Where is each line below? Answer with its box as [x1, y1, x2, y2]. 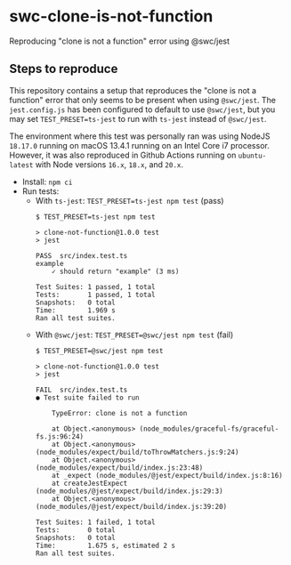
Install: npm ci [21, 176, 73, 187]
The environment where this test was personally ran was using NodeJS [9, 131, 271, 141]
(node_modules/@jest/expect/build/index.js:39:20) [35, 502, 228, 511]
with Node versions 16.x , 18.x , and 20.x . [35, 158, 184, 170]
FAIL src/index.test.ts [35, 385, 128, 394]
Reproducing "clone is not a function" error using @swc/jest [9, 36, 230, 46]
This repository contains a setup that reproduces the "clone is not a [9, 85, 256, 95]
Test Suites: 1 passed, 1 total [35, 282, 156, 291]
